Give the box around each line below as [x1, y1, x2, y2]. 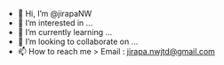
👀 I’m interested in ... [17, 18, 93, 28]
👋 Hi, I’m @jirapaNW [17, 9, 92, 18]
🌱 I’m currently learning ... [17, 27, 113, 37]
